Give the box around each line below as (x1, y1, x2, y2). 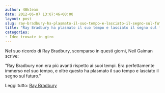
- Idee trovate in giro (5, 35, 54, 40)
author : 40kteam (5, 7, 38, 12)
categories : (5, 30, 29, 35)
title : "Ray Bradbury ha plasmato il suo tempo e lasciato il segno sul (5, 25, 157, 30)
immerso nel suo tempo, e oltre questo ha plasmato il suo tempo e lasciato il (5, 68, 159, 73)
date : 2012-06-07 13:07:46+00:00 (5, 12, 74, 17)
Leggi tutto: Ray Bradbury (5, 82, 57, 88)
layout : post (5, 16, 32, 21)
